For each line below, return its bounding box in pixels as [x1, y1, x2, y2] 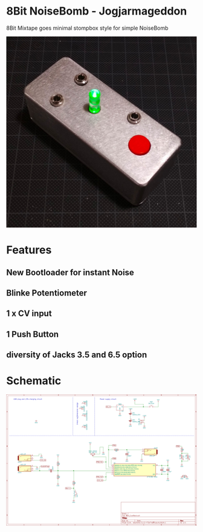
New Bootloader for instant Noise [6, 267, 135, 277]
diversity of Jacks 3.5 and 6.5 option [6, 350, 147, 360]
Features [6, 243, 52, 257]
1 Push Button [6, 329, 59, 339]
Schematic [6, 374, 62, 388]
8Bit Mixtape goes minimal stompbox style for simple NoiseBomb [6, 24, 169, 32]
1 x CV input [6, 308, 53, 319]
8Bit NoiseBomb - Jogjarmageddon [6, 4, 187, 18]
